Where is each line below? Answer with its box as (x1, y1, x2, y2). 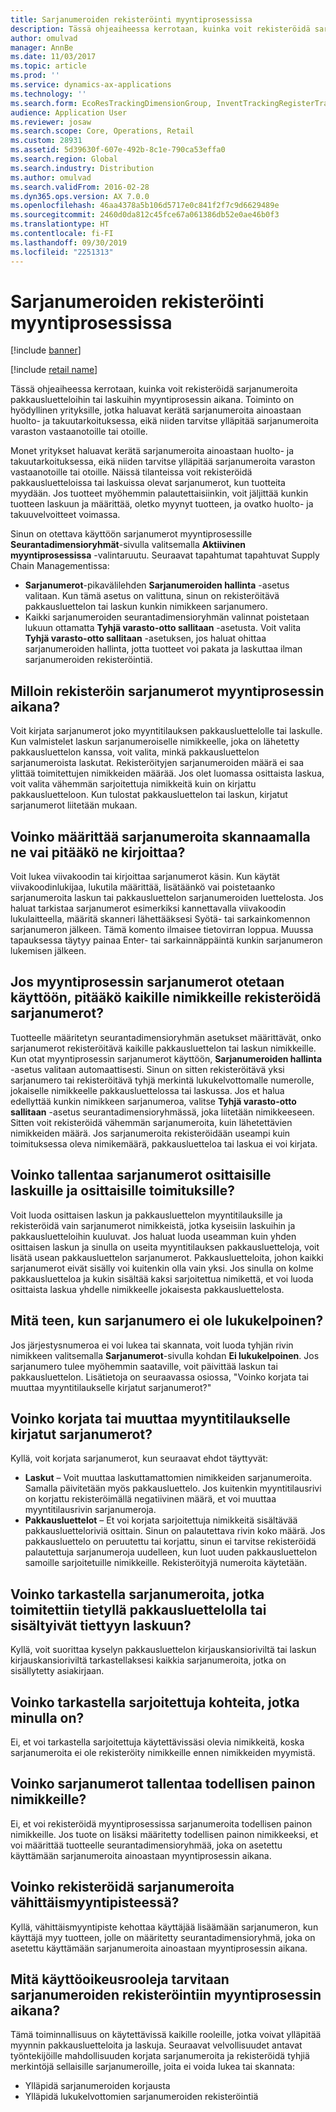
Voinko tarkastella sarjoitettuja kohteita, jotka (10, 1694, 300, 1711)
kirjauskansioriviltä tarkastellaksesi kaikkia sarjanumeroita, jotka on (10, 1654, 287, 1666)
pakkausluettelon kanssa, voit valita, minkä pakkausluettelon (10, 746, 260, 758)
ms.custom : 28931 (10, 136, 83, 146)
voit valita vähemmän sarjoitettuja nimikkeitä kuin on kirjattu (10, 778, 257, 790)
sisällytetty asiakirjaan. (10, 1665, 105, 1677)
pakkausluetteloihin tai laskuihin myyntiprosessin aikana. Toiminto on (10, 394, 295, 406)
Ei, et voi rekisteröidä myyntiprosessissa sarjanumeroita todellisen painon (10, 1817, 313, 1830)
